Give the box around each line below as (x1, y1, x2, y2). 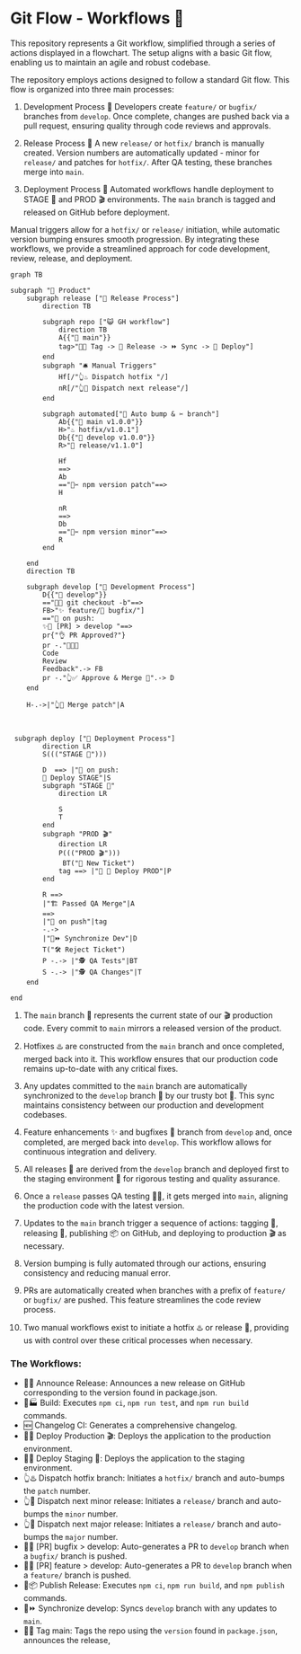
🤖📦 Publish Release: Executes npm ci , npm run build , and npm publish (22, 1580, 286, 1591)
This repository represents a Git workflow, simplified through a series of (10, 38, 276, 49)
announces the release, (22, 1635, 111, 1646)
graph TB (10, 270, 43, 279)
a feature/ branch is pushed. (22, 1570, 132, 1580)
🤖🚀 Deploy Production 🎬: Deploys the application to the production (22, 1430, 271, 1441)
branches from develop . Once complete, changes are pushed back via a (22, 111, 290, 121)
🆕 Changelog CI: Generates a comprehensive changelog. (22, 1420, 237, 1431)
